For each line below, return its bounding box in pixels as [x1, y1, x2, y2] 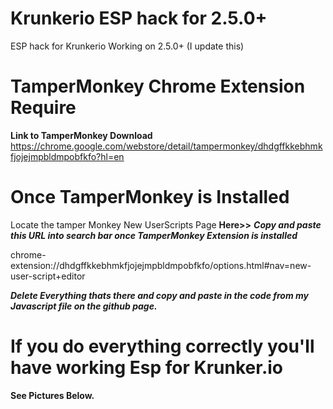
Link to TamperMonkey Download [10, 129, 153, 141]
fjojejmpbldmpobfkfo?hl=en [10, 150, 125, 162]
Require [10, 97, 77, 119]
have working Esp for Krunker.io [10, 357, 283, 379]
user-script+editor [10, 270, 86, 282]
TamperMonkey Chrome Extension [10, 75, 306, 98]
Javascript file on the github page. [10, 300, 158, 312]
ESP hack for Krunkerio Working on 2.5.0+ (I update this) [10, 40, 245, 52]
